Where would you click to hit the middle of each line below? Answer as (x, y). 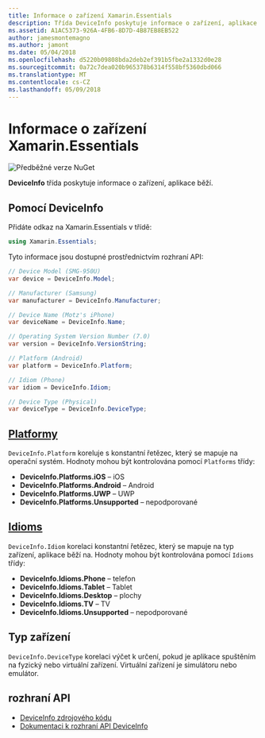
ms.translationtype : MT (48, 75)
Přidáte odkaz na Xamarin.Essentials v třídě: (80, 227)
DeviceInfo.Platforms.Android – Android (87, 485)
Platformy (33, 434)
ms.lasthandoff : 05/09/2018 (55, 89)
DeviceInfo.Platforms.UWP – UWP (77, 494)
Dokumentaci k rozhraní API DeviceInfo (84, 726)
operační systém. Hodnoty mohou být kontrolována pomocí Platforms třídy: (132, 462)
